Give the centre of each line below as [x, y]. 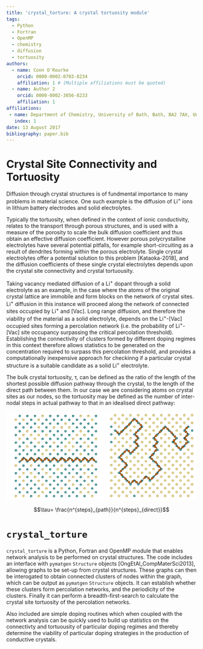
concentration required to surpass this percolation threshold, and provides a [101, 352]
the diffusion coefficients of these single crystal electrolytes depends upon [100, 264]
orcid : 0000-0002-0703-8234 [52, 76]
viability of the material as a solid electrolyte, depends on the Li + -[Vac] [94, 318]
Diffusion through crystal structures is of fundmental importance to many [97, 194]
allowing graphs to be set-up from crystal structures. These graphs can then [101, 570]
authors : [17, 63]
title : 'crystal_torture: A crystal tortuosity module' [78, 13]
